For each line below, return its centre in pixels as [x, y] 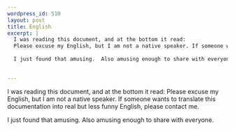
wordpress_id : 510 [34, 14]
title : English [29, 26]
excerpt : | [23, 33]
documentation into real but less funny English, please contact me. [103, 106]
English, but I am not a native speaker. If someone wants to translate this [112, 99]
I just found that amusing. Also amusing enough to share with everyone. [111, 120]
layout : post [26, 20]
